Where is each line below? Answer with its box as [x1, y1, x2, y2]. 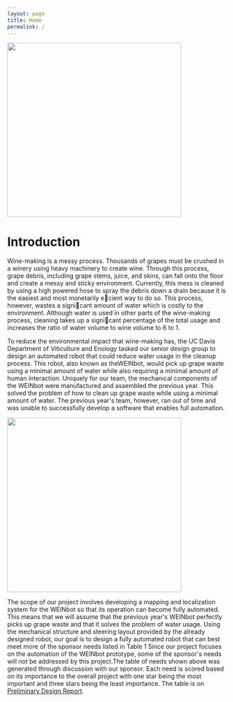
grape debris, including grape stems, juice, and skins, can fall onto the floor [7, 271, 224, 280]
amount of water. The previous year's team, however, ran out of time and [7, 396, 216, 405]
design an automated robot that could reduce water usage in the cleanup [7, 352, 217, 360]
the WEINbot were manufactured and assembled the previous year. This [7, 382, 214, 390]
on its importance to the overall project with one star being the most [7, 672, 202, 680]
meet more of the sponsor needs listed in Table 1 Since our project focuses [7, 643, 223, 651]
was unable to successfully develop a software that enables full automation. [7, 404, 225, 412]
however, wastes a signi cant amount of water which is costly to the [7, 301, 204, 310]
